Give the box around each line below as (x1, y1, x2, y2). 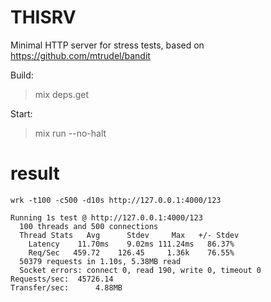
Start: (10, 107, 33, 120)
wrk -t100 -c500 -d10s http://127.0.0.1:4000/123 (10, 195, 222, 205)
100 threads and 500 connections (19, 221, 159, 231)
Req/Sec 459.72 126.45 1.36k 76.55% (28, 247, 235, 258)
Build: (10, 69, 34, 81)
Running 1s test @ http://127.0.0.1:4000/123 (10, 212, 203, 223)
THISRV (10, 6, 77, 29)
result (10, 162, 60, 185)
